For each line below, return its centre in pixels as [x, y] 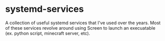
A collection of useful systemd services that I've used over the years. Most [83, 23]
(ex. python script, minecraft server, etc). [48, 33]
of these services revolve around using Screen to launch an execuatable [80, 28]
